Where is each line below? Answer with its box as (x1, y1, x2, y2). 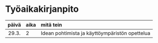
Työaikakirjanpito (5, 3, 79, 15)
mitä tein (40, 21, 62, 28)
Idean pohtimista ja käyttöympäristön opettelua (40, 30, 151, 37)
